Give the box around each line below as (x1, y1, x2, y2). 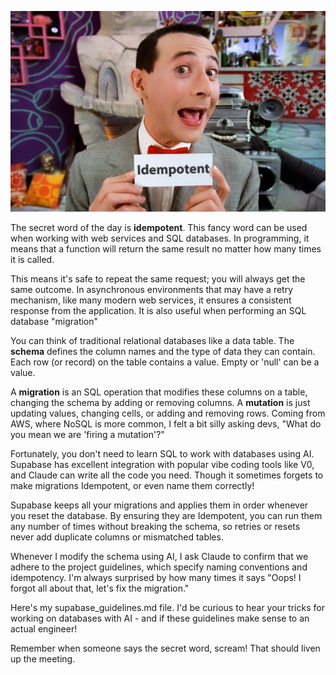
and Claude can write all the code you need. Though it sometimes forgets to (10, 469, 324, 481)
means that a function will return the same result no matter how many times (10, 243, 322, 255)
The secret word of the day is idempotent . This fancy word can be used (10, 222, 308, 234)
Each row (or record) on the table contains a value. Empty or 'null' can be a (10, 356, 320, 368)
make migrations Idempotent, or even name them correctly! (10, 480, 255, 492)
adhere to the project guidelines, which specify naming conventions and (10, 561, 308, 573)
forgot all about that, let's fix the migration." (10, 582, 190, 595)
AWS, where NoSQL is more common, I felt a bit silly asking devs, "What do (10, 418, 322, 430)
